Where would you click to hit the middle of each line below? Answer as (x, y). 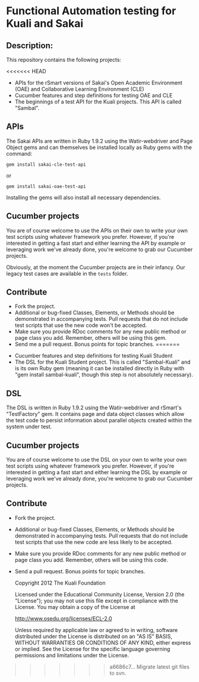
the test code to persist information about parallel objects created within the (99, 421)
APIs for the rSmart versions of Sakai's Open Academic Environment (99, 83)
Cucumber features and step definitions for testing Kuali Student (94, 356)
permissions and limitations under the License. (72, 655)
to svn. (118, 673)
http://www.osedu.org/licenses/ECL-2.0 (63, 618)
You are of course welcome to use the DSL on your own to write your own (97, 460)
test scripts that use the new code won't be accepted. (81, 326)
